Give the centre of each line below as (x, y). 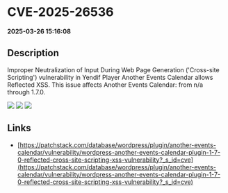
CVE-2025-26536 (60, 12)
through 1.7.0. (26, 92)
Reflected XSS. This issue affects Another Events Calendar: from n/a (105, 85)
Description (33, 53)
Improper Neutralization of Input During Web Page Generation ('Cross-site (114, 69)
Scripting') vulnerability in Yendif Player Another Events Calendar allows (110, 77)
